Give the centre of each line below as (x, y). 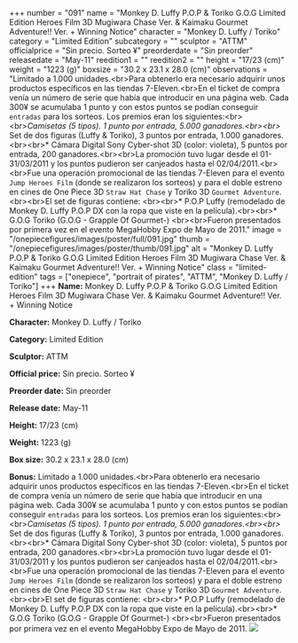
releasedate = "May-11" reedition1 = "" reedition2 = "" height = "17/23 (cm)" (147, 60)
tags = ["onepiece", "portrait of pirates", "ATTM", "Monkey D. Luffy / (164, 277)
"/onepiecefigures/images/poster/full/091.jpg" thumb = (110, 239)
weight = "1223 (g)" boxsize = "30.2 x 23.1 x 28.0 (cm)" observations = (138, 69)
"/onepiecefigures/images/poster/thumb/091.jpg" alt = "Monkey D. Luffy (141, 248)
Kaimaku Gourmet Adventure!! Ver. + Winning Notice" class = (121, 267)
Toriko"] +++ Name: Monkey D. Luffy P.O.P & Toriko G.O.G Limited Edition (143, 286)
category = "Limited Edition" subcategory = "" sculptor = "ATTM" (129, 41)
